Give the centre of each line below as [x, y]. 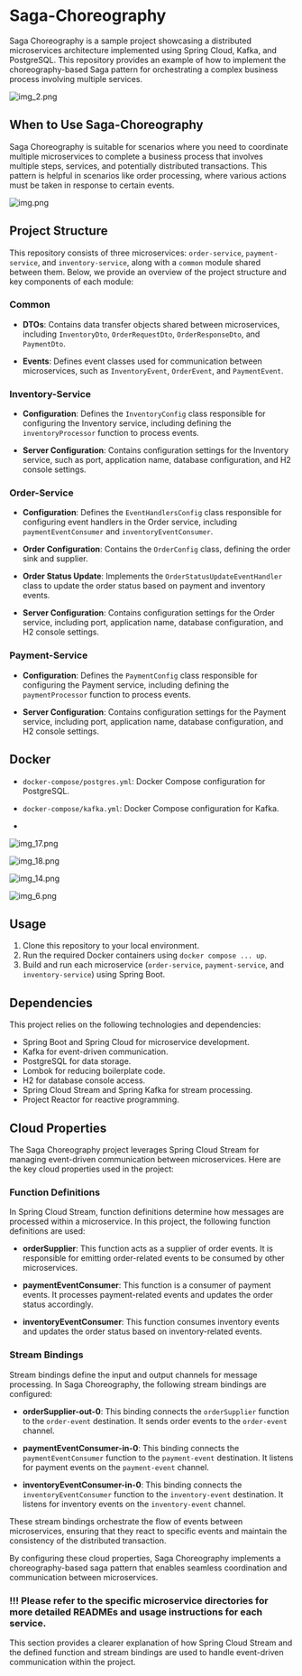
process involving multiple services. [76, 79]
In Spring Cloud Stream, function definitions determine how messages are [147, 1212]
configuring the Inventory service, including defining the [127, 423]
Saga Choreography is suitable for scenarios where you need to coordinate [149, 146]
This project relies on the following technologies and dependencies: [135, 1024]
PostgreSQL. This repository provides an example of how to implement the [148, 60]
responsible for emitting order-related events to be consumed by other [154, 1258]
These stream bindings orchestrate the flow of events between [126, 1521]
